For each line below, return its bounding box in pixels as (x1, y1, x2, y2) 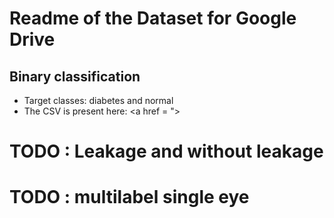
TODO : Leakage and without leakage (9, 140, 324, 163)
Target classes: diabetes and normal (23, 95, 174, 106)
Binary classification (9, 68, 141, 85)
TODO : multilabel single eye (9, 186, 250, 209)
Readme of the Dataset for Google (9, 7, 297, 30)
